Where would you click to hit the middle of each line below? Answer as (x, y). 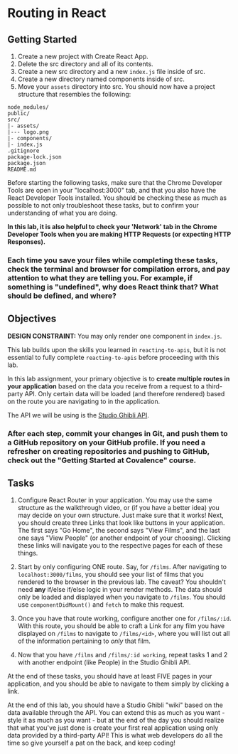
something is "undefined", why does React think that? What (113, 287)
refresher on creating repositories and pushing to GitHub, (108, 451)
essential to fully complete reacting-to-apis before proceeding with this (113, 357)
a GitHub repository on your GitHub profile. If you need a (107, 442)
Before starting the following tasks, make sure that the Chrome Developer (115, 182)
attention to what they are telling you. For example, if (100, 277)
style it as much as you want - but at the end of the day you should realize (116, 721)
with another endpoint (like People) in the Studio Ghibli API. (104, 662)
